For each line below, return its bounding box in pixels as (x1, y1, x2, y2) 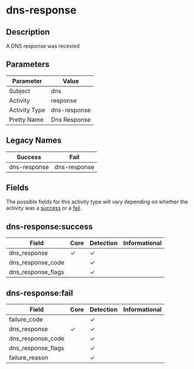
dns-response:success (6, 222, 93, 232)
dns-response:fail (6, 288, 73, 298)
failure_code (9, 316, 43, 324)
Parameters (6, 59, 50, 69)
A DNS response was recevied (6, 42, 80, 49)
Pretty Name (9, 115, 44, 123)
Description (6, 27, 50, 37)
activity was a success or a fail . (6, 204, 82, 212)
